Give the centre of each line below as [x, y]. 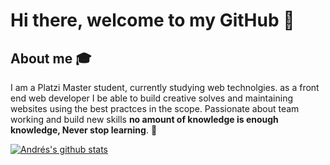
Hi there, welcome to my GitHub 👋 [152, 20]
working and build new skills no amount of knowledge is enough [144, 119]
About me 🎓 [51, 58]
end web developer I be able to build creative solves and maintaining [152, 98]
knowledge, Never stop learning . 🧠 [84, 130]
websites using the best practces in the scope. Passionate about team [155, 108]
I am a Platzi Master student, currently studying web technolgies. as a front [165, 87]
